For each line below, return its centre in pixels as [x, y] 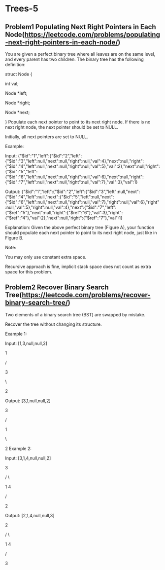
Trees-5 [22, 9]
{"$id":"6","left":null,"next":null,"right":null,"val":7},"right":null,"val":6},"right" [82, 202]
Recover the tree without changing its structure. [53, 324]
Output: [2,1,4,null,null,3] [30, 515]
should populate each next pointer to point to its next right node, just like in [81, 233]
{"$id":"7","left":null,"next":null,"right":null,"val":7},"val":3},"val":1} [71, 182]
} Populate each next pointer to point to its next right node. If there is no [78, 122]
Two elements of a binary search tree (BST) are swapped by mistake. [75, 314]
